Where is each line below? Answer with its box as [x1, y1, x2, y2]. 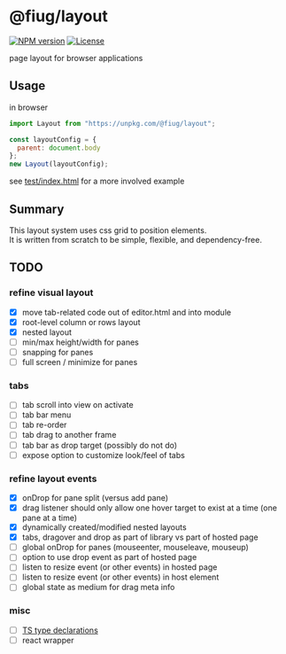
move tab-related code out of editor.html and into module [21, 307, 232, 317]
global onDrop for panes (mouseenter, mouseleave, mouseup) [21, 542, 250, 553]
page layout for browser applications [9, 52, 143, 63]
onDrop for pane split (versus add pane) [21, 492, 169, 502]
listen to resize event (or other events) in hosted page [21, 562, 218, 572]
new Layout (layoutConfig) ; [9, 160, 109, 169]
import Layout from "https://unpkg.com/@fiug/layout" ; [9, 119, 216, 128]
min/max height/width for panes [21, 337, 139, 347]
